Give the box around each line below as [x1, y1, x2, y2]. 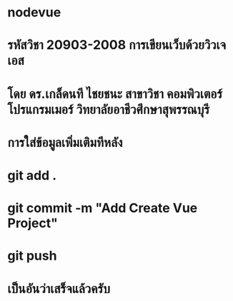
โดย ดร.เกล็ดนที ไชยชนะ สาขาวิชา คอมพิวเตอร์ [7, 86, 223, 102]
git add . [7, 167, 57, 183]
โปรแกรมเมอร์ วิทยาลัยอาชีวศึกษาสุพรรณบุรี [7, 101, 210, 118]
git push [7, 248, 57, 264]
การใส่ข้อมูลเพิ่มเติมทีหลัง [7, 134, 123, 150]
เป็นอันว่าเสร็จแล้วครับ [7, 280, 111, 297]
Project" [7, 215, 59, 232]
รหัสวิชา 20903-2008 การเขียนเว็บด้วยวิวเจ [7, 37, 227, 53]
